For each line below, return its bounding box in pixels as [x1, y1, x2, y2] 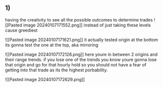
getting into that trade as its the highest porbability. [5, 67, 108, 73]
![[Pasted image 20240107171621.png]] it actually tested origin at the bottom [5, 37, 158, 43]
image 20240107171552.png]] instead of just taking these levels [23, 22, 151, 28]
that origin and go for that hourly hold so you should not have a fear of [5, 62, 146, 67]
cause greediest [5, 27, 38, 33]
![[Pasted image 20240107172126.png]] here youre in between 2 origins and [5, 51, 158, 57]
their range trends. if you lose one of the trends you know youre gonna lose [5, 56, 157, 63]
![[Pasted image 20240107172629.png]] [5, 76, 85, 82]
